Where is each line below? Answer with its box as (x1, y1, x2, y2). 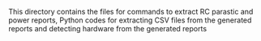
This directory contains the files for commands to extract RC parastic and (8, 7, 254, 16)
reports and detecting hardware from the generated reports (8, 24, 208, 33)
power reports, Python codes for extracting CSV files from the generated (8, 15, 252, 25)
